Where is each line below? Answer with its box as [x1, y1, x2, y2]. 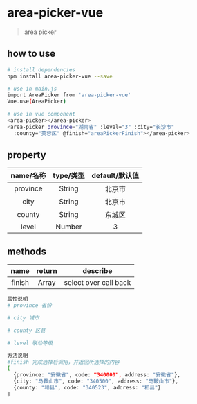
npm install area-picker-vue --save [7, 73, 113, 80]
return [36, 266, 57, 276]
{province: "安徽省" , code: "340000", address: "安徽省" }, [13, 371, 181, 378]
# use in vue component [7, 111, 76, 118]
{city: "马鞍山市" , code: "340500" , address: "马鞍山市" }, [13, 378, 178, 385]
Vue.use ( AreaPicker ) [7, 98, 67, 105]
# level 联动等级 [7, 340, 53, 346]
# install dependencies [7, 66, 76, 73]
